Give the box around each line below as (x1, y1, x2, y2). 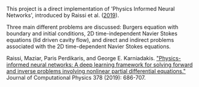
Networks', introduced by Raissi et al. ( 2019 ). (6, 12, 119, 19)
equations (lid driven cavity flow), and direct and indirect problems (6, 37, 175, 43)
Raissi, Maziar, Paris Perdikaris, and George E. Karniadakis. (6, 55, 155, 61)
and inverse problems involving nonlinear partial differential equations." (6, 68, 186, 75)
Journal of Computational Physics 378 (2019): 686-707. (6, 74, 146, 81)
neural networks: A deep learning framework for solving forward (30, 61, 193, 68)
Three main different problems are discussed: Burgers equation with (6, 24, 179, 30)
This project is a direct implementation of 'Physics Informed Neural (6, 5, 175, 12)
